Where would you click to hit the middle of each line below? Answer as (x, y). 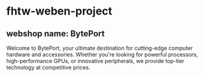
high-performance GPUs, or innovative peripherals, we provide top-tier (95, 61)
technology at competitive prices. (48, 67)
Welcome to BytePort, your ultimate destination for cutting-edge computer (100, 48)
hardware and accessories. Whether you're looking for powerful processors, (102, 55)
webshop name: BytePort (56, 34)
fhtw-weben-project (59, 11)
